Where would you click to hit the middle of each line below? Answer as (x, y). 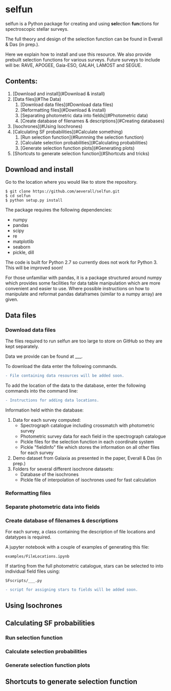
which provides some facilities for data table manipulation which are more (83, 283)
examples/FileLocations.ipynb (38, 556)
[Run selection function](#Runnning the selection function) (82, 137)
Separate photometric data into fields (53, 507)
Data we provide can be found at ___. (44, 356)
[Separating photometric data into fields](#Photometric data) (84, 115)
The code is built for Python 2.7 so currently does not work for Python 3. (82, 262)
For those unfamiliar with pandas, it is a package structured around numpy (83, 277)
